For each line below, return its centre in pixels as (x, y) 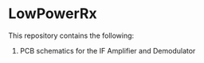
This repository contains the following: (71, 35)
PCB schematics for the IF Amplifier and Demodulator (108, 50)
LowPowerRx (53, 14)
